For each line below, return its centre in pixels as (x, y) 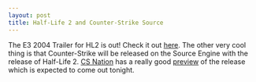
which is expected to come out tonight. (72, 70)
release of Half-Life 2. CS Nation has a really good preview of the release (127, 61)
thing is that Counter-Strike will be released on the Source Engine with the (128, 53)
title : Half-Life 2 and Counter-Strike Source (86, 23)
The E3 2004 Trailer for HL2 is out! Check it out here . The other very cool (127, 45)
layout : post (30, 15)
